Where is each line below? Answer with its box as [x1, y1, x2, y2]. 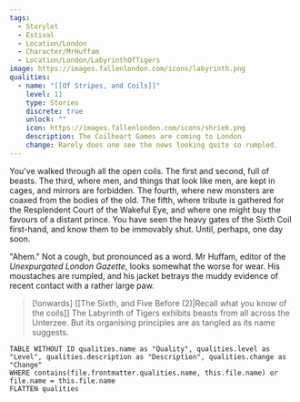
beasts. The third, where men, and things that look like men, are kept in [9, 175, 275, 186]
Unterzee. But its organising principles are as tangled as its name [31, 316, 275, 328]
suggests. [31, 326, 70, 337]
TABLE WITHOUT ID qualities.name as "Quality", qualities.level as [9, 344, 271, 354]
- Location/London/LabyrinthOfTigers [17, 56, 161, 65]
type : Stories [25, 98, 79, 108]
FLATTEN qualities [9, 384, 79, 393]
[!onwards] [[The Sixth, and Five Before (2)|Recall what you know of [31, 297, 287, 308]
